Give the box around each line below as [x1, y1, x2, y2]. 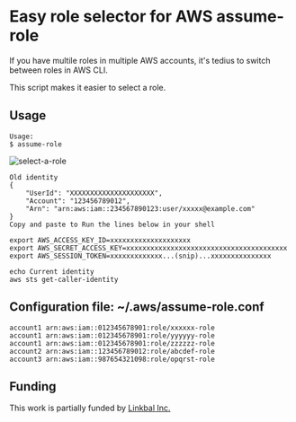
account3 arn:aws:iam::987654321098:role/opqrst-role [9, 355, 216, 364]
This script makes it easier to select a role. [9, 82, 166, 92]
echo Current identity [9, 267, 94, 276]
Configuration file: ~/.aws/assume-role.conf [9, 299, 265, 315]
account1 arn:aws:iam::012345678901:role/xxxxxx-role [9, 323, 216, 332]
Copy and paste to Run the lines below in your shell [9, 220, 216, 229]
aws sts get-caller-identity [9, 275, 119, 284]
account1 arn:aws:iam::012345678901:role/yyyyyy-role [9, 330, 216, 340]
